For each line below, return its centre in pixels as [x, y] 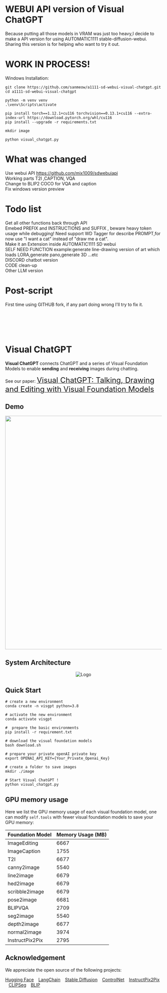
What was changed [46, 159]
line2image [21, 875]
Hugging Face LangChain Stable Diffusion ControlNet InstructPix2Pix [83, 980]
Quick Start [23, 690]
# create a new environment [34, 702]
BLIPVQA [18, 908]
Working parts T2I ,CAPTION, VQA [40, 178]
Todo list [23, 209]
